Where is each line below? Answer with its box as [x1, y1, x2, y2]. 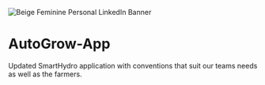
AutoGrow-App [8, 35, 111, 53]
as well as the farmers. [8, 69, 82, 79]
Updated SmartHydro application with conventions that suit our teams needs [8, 61, 258, 70]
